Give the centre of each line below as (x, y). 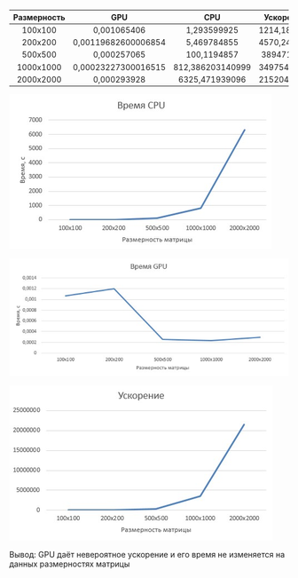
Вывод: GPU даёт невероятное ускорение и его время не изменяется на (147, 555)
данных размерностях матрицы (70, 564)
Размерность (39, 17)
